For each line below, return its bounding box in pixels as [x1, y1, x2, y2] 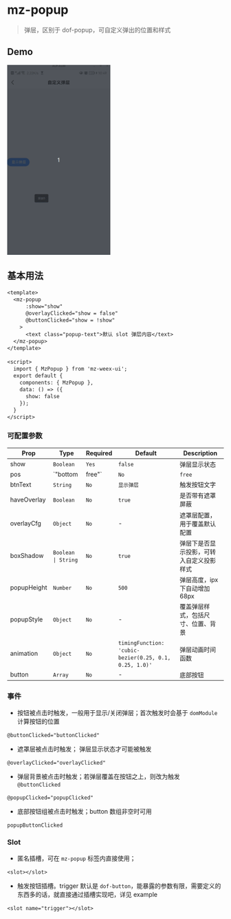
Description [183, 449, 218, 457]
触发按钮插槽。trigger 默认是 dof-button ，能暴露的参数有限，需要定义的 [16, 881, 221, 890]
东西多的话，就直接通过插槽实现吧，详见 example [16, 890, 158, 898]
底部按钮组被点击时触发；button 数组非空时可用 [16, 807, 153, 815]
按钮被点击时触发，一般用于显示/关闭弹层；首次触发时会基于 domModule [16, 708, 218, 716]
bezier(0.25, [118, 654, 156, 661]
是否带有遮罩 [179, 491, 217, 499]
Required [85, 449, 113, 457]
